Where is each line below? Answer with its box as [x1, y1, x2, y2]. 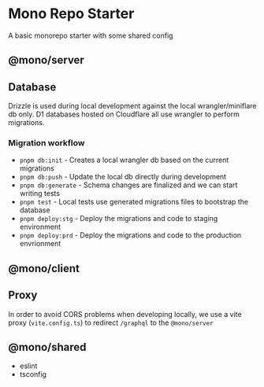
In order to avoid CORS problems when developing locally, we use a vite [8, 309, 242, 319]
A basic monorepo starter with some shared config [8, 31, 173, 40]
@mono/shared [8, 341, 87, 354]
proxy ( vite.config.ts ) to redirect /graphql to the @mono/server [8, 318, 214, 327]
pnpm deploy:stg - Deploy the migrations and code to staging [19, 214, 218, 223]
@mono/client [8, 261, 80, 275]
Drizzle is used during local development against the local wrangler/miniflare [8, 101, 257, 111]
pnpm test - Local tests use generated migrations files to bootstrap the [19, 197, 249, 207]
